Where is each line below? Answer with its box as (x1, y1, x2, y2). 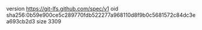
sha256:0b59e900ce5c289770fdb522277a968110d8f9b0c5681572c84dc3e (6, 11, 196, 19)
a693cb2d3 (6, 18, 36, 25)
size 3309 (36, 18, 62, 25)
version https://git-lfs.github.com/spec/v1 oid (6, 5, 119, 12)
